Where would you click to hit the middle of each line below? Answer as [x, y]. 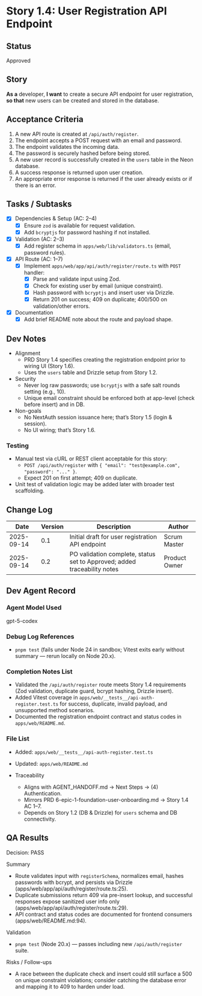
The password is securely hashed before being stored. [83, 153]
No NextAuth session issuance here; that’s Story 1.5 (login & [98, 418]
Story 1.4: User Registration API [87, 11]
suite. [22, 950]
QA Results [28, 838]
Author [178, 527]
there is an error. [35, 185]
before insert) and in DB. [54, 404]
